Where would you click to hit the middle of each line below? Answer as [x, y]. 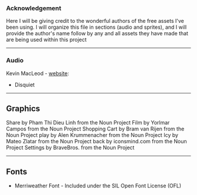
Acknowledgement [34, 8]
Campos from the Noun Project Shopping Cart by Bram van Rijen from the [95, 129]
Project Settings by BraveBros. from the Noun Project [70, 147]
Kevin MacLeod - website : [38, 73]
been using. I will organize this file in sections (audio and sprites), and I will [96, 27]
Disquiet [25, 85]
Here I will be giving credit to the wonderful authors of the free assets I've [95, 21]
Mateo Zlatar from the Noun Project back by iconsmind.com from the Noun [96, 142]
